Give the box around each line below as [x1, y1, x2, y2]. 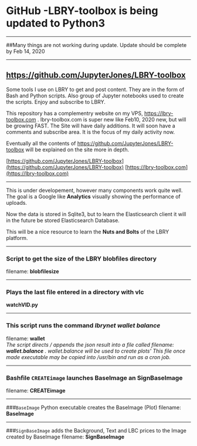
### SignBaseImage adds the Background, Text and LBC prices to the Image [6, 427, 186, 434]
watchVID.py [6, 301, 38, 309]
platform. [6, 234, 28, 241]
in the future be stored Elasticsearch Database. [6, 217, 120, 224]
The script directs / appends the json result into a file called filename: [6, 341, 174, 348]
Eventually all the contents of [6, 140, 76, 147]
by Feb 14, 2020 [6, 48, 45, 55]
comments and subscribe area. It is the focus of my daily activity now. [6, 128, 175, 136]
